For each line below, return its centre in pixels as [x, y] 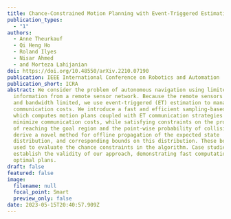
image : [16, 179]
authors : [20, 33]
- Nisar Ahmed [33, 58]
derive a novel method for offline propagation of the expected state [117, 135]
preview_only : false [43, 199]
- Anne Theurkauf [38, 39]
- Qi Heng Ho [32, 45]
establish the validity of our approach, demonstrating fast [103, 154]
